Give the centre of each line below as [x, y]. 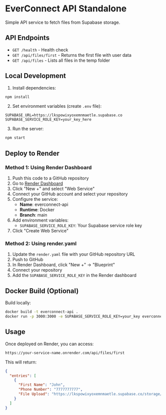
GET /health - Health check [40, 49]
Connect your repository [37, 270]
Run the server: [28, 129]
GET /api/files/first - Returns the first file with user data [72, 55]
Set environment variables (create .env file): [57, 106]
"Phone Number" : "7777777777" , [50, 390]
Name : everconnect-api [44, 204]
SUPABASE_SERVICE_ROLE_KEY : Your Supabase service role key [81, 225]
